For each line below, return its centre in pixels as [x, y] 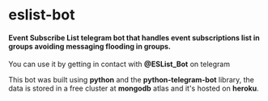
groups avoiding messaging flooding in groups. [90, 46]
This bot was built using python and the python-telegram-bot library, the [132, 80]
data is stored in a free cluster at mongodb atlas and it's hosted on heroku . [134, 88]
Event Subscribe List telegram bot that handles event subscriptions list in [134, 37]
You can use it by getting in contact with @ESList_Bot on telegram [119, 64]
